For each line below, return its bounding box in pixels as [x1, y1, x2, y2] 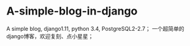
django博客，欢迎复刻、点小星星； [6, 32, 94, 40]
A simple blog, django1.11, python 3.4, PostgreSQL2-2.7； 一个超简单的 [6, 25, 185, 32]
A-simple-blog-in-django [6, 4, 138, 18]
